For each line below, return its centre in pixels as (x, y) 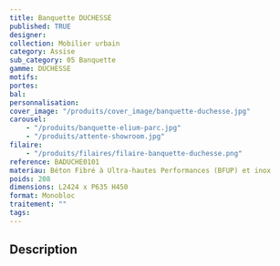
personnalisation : (44, 102)
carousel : (28, 119)
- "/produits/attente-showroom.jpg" (96, 137)
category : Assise (42, 52)
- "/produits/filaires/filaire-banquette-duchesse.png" (135, 153)
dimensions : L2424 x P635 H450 (69, 188)
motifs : (24, 77)
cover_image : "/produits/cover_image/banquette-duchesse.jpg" (130, 111)
